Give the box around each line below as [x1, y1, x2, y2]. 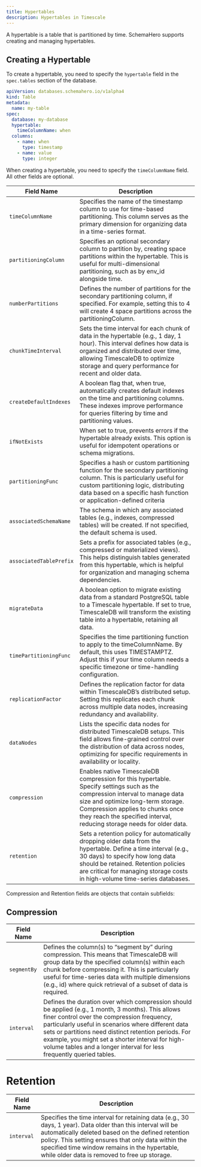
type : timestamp [22, 145, 63, 151]
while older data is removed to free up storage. [41, 1151, 172, 1159]
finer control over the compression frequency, [43, 1013, 172, 1021]
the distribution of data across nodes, [79, 742, 185, 751]
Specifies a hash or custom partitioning [79, 458, 190, 467]
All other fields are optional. [6, 172, 74, 180]
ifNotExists [9, 438, 44, 445]
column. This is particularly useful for [79, 473, 184, 482]
